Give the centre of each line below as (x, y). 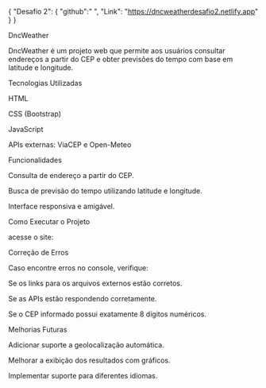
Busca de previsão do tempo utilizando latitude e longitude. (105, 191)
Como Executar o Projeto (49, 221)
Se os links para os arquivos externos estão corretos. (95, 283)
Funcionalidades (35, 160)
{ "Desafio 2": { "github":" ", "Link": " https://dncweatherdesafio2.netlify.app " (133, 12)
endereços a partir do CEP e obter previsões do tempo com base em (121, 59)
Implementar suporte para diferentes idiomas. (83, 376)
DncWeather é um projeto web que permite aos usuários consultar (117, 50)
